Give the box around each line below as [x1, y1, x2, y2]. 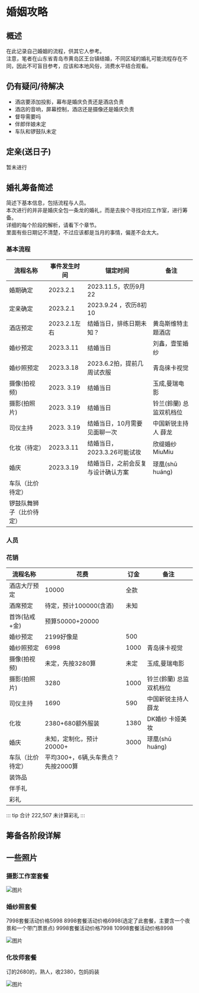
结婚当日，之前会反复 [87, 459, 147, 468]
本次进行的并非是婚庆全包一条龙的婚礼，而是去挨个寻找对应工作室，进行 [6, 207, 182, 214]
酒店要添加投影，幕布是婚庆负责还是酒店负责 [14, 98, 124, 105]
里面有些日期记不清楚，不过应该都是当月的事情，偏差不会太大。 [6, 229, 162, 236]
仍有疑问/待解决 [6, 81, 64, 92]
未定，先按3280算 [44, 659, 97, 668]
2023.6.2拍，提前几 [87, 359, 144, 367]
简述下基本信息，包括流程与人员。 [6, 199, 89, 207]
